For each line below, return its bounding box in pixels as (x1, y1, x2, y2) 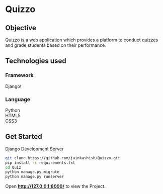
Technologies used (5, 57, 66, 65)
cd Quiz (5, 165, 22, 170)
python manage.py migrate (5, 169, 59, 174)
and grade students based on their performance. (5, 42, 107, 48)
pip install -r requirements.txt (5, 160, 75, 165)
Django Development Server (5, 146, 64, 152)
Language (5, 95, 31, 103)
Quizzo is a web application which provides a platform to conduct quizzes (5, 37, 158, 43)
